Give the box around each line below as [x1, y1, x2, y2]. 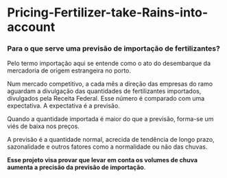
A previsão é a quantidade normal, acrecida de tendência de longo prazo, [7, 136, 215, 144]
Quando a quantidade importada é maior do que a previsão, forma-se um [7, 115, 214, 123]
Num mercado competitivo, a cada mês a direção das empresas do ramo [7, 80, 213, 88]
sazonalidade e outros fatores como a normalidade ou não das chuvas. [7, 142, 208, 151]
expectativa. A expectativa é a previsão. [7, 101, 120, 110]
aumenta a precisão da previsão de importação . [7, 163, 146, 172]
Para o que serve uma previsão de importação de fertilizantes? [7, 44, 221, 53]
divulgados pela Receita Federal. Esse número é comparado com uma [7, 94, 205, 103]
